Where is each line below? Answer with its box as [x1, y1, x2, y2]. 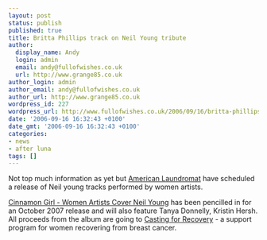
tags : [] [8, 152, 37, 160]
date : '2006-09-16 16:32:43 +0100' [8, 115, 126, 123]
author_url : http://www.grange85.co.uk [8, 93, 141, 101]
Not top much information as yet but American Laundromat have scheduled [8, 174, 255, 184]
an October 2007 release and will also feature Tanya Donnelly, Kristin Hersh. [8, 206, 258, 215]
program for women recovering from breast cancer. [8, 223, 177, 233]
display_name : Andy [15, 48, 80, 56]
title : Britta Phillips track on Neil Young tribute [8, 33, 187, 42]
